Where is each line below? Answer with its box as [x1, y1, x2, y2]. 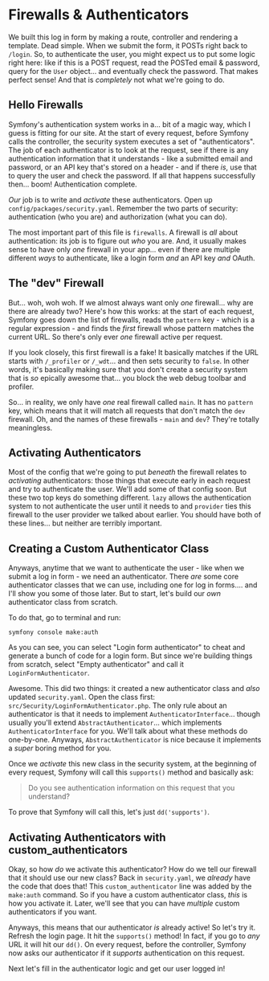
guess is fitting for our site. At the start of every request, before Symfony [8, 128, 249, 137]
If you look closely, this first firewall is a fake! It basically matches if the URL [8, 347, 259, 357]
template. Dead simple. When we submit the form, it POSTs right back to [8, 40, 248, 50]
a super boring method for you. [8, 743, 112, 753]
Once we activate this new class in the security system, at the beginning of [8, 759, 257, 769]
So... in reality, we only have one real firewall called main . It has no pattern [8, 397, 254, 407]
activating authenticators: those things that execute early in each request [8, 476, 251, 485]
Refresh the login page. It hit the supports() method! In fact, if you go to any [8, 931, 260, 941]
